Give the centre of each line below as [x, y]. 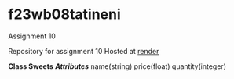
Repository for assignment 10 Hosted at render [84, 51]
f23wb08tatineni [65, 14]
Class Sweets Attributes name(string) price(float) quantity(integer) [117, 66]
